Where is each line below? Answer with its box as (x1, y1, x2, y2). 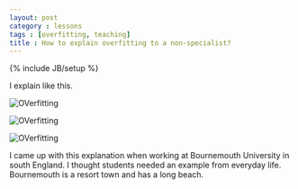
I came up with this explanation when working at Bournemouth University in (9, 150, 290, 161)
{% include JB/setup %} (9, 63, 99, 74)
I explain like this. (9, 80, 74, 91)
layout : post (9, 13, 59, 22)
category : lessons (9, 22, 83, 31)
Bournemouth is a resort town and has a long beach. (9, 169, 204, 180)
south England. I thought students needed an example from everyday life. (9, 159, 282, 171)
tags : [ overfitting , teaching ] (9, 30, 131, 39)
